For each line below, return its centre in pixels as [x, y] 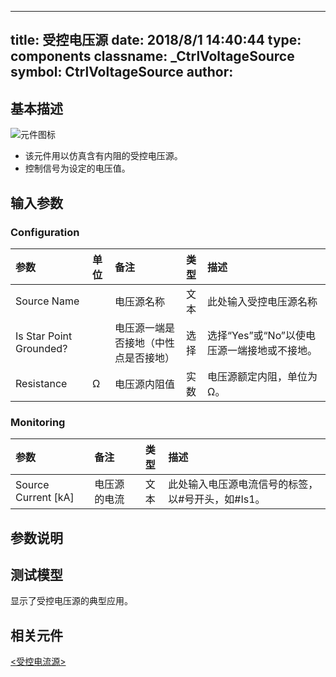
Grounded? [41, 348]
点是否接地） [144, 358]
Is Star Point [44, 336]
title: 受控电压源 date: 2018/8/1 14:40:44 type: [156, 40]
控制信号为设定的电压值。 [77, 168]
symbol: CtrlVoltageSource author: [122, 72]
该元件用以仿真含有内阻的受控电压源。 [103, 156]
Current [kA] [45, 498]
